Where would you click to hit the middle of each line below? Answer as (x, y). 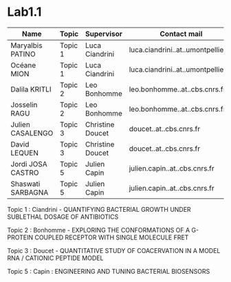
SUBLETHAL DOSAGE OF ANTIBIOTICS (63, 217)
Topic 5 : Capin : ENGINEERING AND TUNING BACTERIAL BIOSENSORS (109, 271)
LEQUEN (25, 153)
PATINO (23, 54)
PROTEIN (20, 237)
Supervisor (103, 34)
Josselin (24, 105)
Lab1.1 (24, 12)
